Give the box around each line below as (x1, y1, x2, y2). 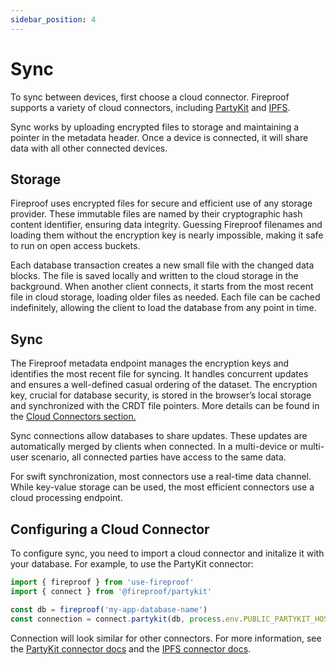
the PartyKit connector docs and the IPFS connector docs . (10, 642, 252, 655)
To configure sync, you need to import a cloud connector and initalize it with (10, 547, 325, 559)
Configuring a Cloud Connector (10, 521, 210, 538)
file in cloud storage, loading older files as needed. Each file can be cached (10, 291, 321, 303)
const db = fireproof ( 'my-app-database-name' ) (10, 604, 208, 615)
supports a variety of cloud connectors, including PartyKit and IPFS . (10, 101, 291, 113)
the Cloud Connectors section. (10, 411, 137, 423)
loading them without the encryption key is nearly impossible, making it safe (10, 229, 324, 241)
